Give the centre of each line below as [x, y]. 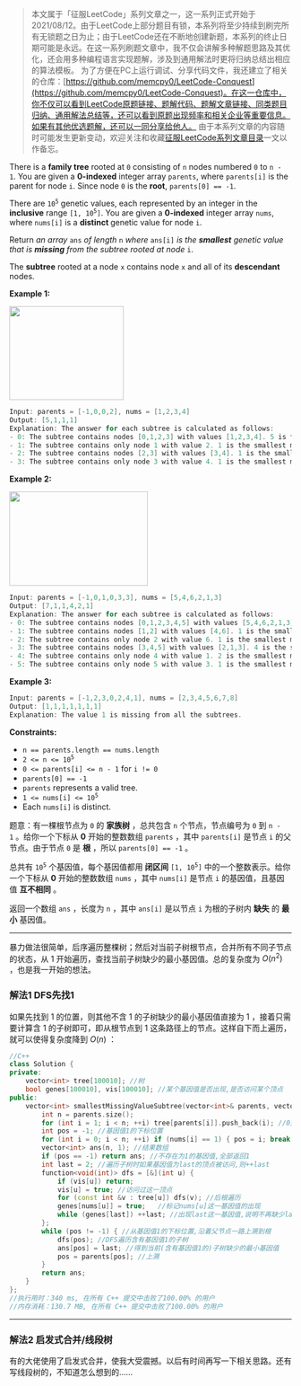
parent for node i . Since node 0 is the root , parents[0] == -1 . [123, 186]
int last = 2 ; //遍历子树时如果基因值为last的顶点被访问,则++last [156, 1164]
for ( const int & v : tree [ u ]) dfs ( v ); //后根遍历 [149, 1198]
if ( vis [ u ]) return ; [95, 1181]
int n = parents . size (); [88, 1114]
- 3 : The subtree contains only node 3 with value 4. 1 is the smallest [148, 462]
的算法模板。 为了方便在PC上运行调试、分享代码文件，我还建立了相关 [159, 70]
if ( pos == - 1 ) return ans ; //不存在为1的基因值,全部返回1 [146, 1156]
